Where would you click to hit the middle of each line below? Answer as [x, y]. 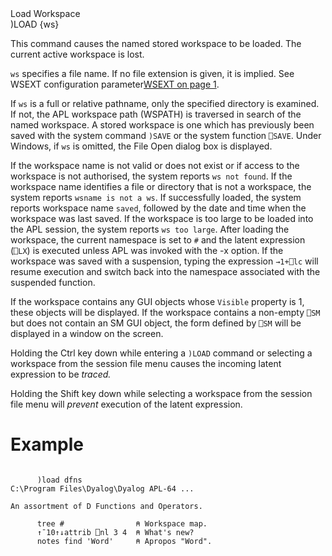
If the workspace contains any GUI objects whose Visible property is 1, [157, 301]
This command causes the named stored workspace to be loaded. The [156, 43]
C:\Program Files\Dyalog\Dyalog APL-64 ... [102, 488]
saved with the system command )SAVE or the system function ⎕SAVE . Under [166, 135]
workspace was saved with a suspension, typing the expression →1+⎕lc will [164, 261]
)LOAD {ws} [35, 24]
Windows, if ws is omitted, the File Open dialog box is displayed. [141, 146]
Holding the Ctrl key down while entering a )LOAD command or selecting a [161, 353]
